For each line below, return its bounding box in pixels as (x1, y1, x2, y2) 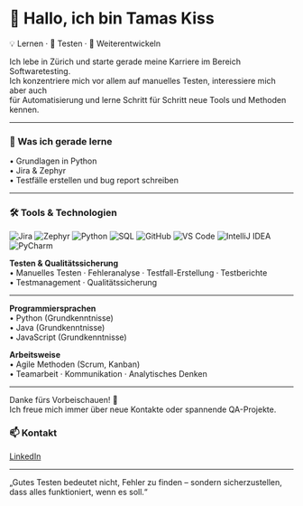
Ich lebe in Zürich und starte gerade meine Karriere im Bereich (9, 56, 242, 67)
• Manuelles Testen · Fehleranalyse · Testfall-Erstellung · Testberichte (9, 267, 268, 278)
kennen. (9, 104, 40, 115)
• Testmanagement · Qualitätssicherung (9, 276, 158, 287)
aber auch (9, 85, 48, 96)
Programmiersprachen (9, 303, 96, 314)
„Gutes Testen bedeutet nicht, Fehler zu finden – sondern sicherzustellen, (9, 476, 282, 487)
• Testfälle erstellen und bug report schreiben (9, 175, 179, 186)
